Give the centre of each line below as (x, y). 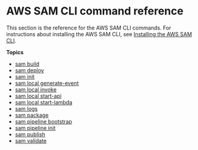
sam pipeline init (35, 128)
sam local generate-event (47, 83)
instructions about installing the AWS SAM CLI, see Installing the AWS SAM (99, 34)
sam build (27, 64)
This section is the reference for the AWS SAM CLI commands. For (89, 28)
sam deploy (29, 70)
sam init (25, 77)
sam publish (30, 134)
